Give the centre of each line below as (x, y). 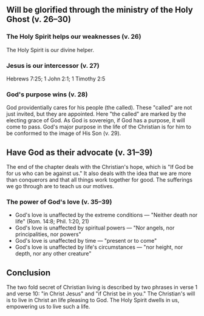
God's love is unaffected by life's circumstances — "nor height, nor (99, 247)
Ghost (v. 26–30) (39, 20)
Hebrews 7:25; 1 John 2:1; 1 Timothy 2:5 (56, 79)
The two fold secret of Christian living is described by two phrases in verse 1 (102, 288)
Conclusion (29, 273)
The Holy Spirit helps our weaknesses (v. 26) (74, 37)
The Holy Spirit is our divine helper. (50, 50)
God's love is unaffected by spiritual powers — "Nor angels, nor (95, 228)
